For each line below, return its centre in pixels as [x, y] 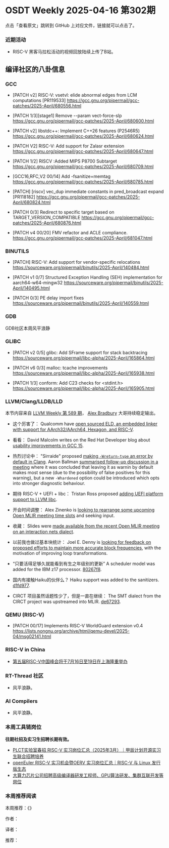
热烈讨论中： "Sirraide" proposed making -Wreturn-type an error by [83, 456]
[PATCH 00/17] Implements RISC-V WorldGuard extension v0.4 [78, 626]
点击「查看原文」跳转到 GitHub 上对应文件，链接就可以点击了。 [71, 25]
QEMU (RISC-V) [25, 615]
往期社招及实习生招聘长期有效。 [38, 739]
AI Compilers [21, 701]
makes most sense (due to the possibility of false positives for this [81, 473]
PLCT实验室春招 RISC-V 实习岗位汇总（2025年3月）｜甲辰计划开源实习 [87, 750]
